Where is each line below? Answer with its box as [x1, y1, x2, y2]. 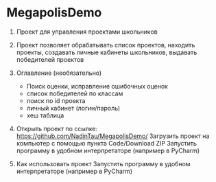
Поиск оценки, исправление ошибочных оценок [26, 82, 169, 90]
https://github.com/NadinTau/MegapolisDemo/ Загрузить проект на [16, 132, 210, 140]
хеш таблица [26, 111, 64, 120]
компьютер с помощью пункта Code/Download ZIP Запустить [16, 139, 197, 147]
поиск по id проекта [26, 96, 86, 104]
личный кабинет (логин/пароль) [26, 104, 121, 112]
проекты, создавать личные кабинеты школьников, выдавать [16, 48, 197, 56]
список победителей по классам [26, 89, 123, 98]
